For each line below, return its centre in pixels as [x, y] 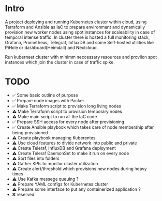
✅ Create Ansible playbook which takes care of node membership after [83, 127]
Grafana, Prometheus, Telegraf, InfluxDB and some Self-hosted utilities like [79, 42]
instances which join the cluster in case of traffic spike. [60, 62]
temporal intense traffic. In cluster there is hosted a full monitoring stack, [77, 37]
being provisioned [30, 132]
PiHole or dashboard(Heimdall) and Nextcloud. [52, 47]
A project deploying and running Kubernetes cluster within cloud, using [76, 22]
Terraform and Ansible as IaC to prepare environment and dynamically [75, 27]
